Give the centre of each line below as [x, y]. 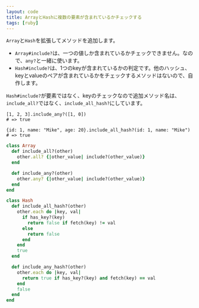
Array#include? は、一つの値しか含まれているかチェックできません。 [99, 53]
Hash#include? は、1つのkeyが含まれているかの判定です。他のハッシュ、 [102, 68]
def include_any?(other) [42, 173]
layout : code [22, 12]
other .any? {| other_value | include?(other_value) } [81, 179]
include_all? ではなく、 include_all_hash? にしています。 [76, 103]
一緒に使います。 [62, 61]
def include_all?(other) [42, 152]
